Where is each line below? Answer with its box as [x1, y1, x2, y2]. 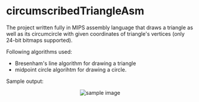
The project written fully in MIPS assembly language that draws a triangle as [6, 24, 194, 31]
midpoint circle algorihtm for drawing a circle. [14, 66, 127, 73]
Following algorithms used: [6, 48, 73, 55]
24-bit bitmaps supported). [6, 36, 73, 44]
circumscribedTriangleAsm [6, 4, 145, 18]
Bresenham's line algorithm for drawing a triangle [14, 60, 136, 67]
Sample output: [6, 78, 43, 85]
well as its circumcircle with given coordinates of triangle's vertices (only [6, 30, 185, 37]
